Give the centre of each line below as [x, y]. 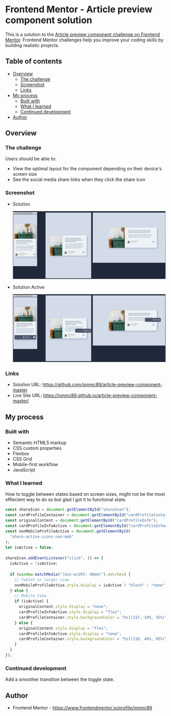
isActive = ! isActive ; [34, 564]
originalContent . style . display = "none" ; [63, 607]
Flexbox [21, 454]
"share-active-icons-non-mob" [42, 537]
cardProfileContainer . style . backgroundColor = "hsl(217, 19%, [86, 617]
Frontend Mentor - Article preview [79, 9]
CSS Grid [22, 459]
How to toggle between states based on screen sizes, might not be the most [85, 494]
